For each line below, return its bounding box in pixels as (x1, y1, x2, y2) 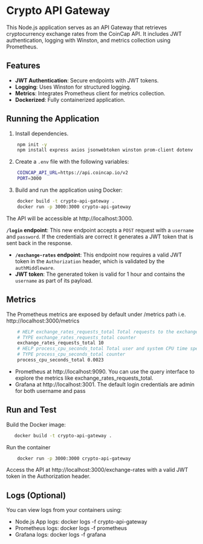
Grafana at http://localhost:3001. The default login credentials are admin (14, 380, 195, 388)
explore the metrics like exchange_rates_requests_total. (14, 374, 153, 381)
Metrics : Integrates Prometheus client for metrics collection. (14, 89, 166, 97)
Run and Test (6, 405, 57, 415)
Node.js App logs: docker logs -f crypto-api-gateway (14, 518, 147, 525)
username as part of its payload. (14, 277, 93, 284)
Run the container (6, 443, 51, 451)
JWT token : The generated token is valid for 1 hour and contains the (14, 270, 185, 278)
